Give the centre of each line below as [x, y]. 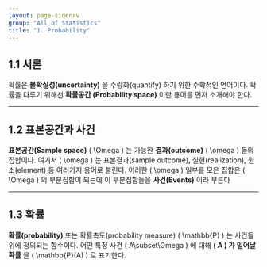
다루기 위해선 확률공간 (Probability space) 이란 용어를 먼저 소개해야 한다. [137, 95]
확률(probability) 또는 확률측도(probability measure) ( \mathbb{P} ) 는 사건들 [131, 235]
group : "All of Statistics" [55, 23]
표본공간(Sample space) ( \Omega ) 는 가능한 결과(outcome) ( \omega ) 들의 [131, 150]
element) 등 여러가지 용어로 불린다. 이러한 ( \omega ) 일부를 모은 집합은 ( [131, 170]
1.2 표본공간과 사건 [52, 130]
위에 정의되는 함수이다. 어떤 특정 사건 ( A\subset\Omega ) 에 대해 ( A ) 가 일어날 [132, 245]
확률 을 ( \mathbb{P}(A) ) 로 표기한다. [67, 255]
